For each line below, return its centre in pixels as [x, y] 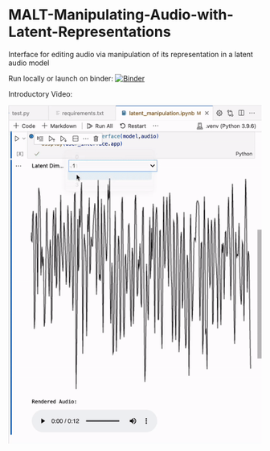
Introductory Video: [41, 93]
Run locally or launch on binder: [61, 78]
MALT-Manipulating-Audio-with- [121, 15]
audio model [29, 63]
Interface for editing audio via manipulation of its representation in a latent [131, 54]
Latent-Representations [90, 32]
